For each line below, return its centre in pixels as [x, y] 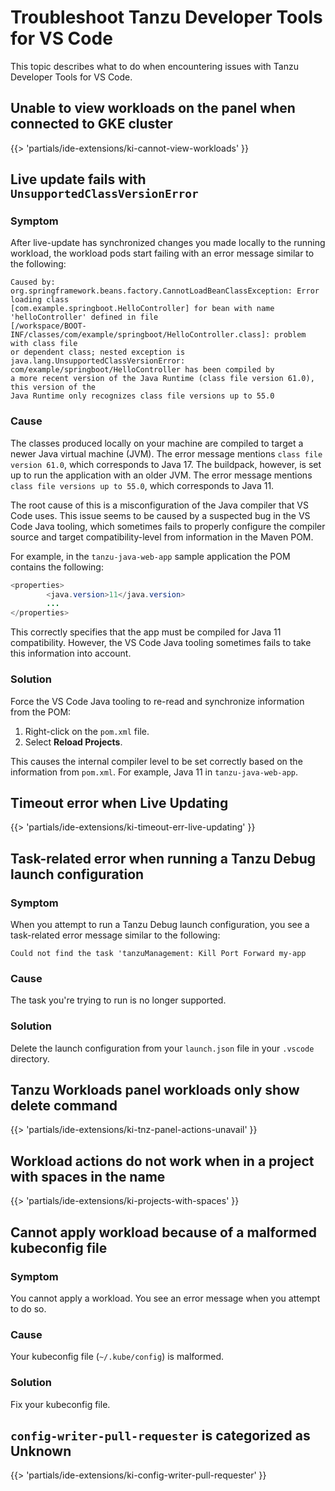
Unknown [41, 1451]
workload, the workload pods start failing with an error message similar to [162, 253]
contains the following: [57, 567]
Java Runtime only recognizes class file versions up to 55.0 [142, 396]
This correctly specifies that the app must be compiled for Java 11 [146, 632]
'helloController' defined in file [84, 317]
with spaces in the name [88, 1176]
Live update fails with [78, 179]
